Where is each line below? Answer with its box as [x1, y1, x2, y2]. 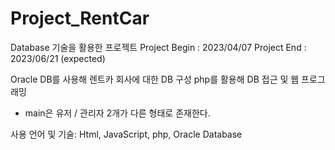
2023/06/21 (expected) [10, 52, 106, 64]
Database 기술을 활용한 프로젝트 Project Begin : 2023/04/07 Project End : [10, 41, 307, 53]
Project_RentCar [10, 7, 150, 30]
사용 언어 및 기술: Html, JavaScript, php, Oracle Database [10, 128, 243, 140]
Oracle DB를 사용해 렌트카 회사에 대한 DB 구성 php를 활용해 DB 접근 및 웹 [10, 73, 300, 85]
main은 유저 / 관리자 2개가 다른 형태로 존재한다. [24, 107, 211, 119]
